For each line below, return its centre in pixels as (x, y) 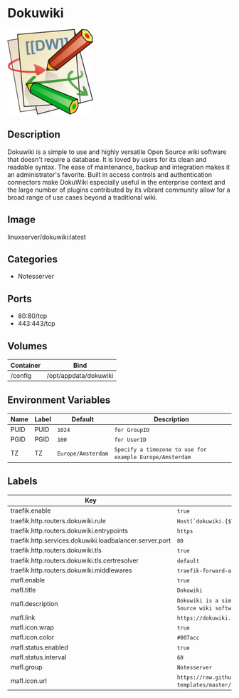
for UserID (131, 440)
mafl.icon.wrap (32, 627)
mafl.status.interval (38, 657)
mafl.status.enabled (39, 647)
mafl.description (34, 604)
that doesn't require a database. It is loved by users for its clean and (107, 159)
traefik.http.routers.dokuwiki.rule (58, 520)
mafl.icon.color (32, 637)
